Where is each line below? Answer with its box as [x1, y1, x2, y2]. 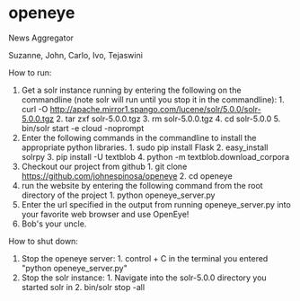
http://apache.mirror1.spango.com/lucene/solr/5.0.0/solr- [49, 103, 261, 114]
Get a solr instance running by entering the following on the [21, 84, 242, 95]
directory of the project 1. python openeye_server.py [21, 190, 216, 200]
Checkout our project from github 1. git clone [21, 161, 188, 172]
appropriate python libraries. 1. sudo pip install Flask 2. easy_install [21, 142, 269, 153]
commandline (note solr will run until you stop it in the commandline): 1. [21, 93, 285, 105]
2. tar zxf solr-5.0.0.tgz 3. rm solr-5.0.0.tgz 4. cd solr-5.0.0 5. [56, 113, 281, 124]
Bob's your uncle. [21, 218, 87, 229]
